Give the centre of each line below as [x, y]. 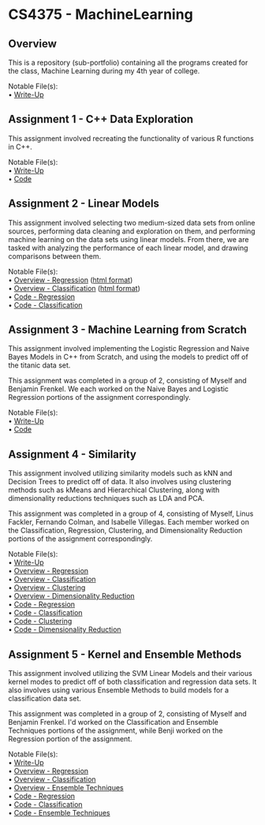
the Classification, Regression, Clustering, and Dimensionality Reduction [125, 531]
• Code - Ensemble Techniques [59, 813]
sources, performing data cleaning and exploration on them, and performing [132, 231]
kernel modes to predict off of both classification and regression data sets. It [132, 682]
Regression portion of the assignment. [70, 739]
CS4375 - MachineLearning [101, 15]
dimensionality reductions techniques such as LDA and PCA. [106, 498]
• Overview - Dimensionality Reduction [72, 596]
